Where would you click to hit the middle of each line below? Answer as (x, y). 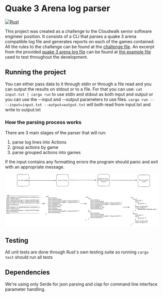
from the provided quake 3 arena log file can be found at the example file (78, 52)
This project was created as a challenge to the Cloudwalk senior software (78, 31)
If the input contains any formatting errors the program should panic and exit (81, 162)
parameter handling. (25, 289)
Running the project (36, 72)
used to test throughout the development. (47, 57)
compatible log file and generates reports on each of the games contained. (80, 41)
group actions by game (35, 147)
